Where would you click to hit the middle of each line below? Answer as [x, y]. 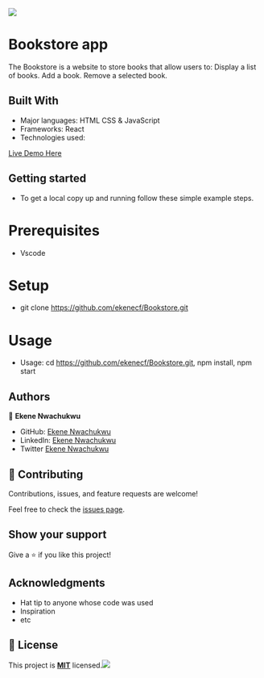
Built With [33, 101]
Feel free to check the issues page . [66, 509]
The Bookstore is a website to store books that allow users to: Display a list [132, 67]
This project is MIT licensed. [56, 665]
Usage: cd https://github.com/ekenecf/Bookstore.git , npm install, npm [136, 362]
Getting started [47, 179]
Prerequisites [54, 230]
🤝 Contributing [46, 474]
